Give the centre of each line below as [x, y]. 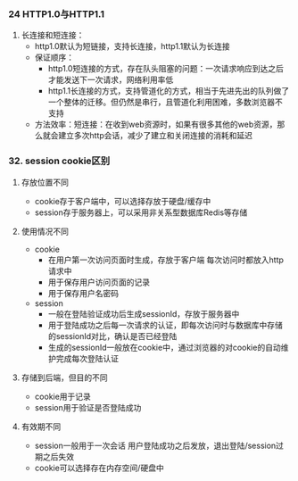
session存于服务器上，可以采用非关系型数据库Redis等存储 [141, 212]
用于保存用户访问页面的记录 [99, 282]
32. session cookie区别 [59, 161]
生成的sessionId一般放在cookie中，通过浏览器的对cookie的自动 [165, 347]
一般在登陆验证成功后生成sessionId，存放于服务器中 [144, 313]
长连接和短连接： [53, 35]
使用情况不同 [45, 231]
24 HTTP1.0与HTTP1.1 [56, 13]
